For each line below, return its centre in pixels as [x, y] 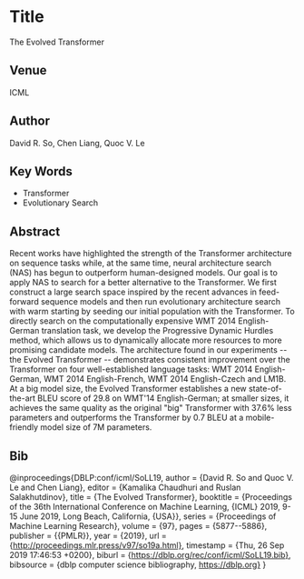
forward [24, 302]
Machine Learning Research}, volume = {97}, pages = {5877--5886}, [138, 526]
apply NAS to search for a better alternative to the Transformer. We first [143, 283]
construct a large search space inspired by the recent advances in [133, 292]
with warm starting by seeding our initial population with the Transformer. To [152, 312]
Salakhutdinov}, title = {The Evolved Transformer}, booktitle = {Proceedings [151, 497]
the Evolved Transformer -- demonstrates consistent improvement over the [150, 360]
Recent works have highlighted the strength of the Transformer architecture [151, 254]
